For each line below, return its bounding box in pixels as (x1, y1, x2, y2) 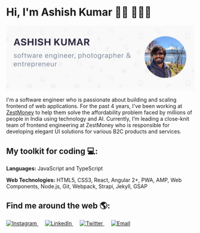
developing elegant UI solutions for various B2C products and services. (6, 128, 182, 135)
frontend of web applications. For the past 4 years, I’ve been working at (6, 103, 183, 110)
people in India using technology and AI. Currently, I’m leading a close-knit (6, 115, 190, 122)
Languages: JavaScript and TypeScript (6, 165, 103, 172)
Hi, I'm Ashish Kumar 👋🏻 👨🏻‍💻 (6, 5, 152, 19)
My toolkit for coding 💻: (6, 146, 99, 156)
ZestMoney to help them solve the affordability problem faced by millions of (6, 109, 193, 116)
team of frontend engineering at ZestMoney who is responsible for (6, 122, 170, 129)
